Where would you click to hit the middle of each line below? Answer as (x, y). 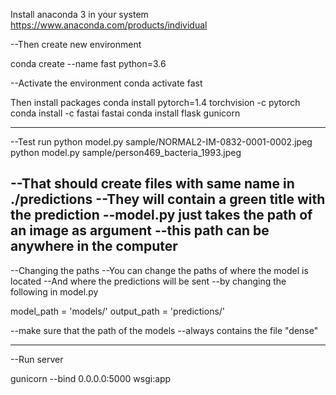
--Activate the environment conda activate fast (106, 83)
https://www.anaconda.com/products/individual (109, 25)
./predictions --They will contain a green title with (168, 199)
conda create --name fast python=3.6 (88, 63)
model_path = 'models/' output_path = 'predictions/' (118, 311)
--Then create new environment (76, 44)
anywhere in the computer (94, 246)
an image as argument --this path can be (140, 230)
